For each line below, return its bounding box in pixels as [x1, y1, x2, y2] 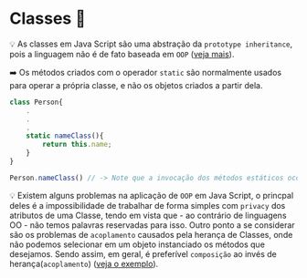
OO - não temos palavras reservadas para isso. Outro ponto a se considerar [9, 219, 295, 231]
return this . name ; [42, 140, 112, 149]
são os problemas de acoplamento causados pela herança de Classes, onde [9, 229, 293, 240]
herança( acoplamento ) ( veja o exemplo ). [9, 258, 159, 269]
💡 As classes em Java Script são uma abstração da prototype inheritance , [9, 38, 293, 49]
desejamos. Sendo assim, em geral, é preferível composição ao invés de [9, 248, 277, 259]
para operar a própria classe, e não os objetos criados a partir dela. [9, 79, 263, 90]
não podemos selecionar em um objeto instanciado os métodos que [9, 239, 265, 250]
